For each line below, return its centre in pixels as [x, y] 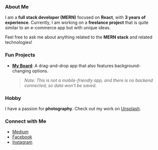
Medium [20, 132]
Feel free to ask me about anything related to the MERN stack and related [79, 37]
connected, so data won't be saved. [60, 85]
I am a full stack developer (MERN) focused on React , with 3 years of [75, 18]
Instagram [22, 142]
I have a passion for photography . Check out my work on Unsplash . [73, 109]
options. [40, 71]
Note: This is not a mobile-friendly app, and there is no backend [88, 80]
